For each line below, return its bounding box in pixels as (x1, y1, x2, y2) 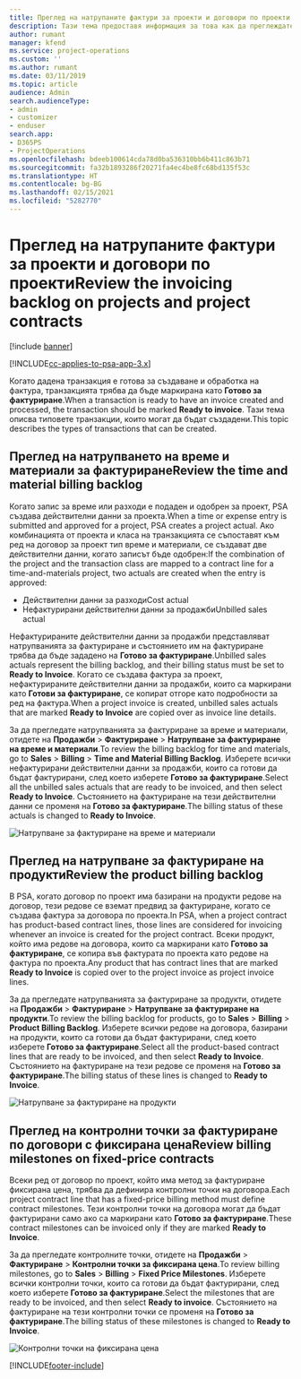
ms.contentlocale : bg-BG (9, 180, 102, 189)
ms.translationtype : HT (9, 171, 99, 180)
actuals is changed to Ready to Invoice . (9, 810, 157, 821)
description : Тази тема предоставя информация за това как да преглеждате (9, 22, 295, 30)
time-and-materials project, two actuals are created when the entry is (9, 567, 266, 578)
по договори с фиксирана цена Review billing (9, 1137, 271, 1152)
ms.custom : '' (9, 55, 63, 64)
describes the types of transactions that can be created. (9, 423, 217, 434)
